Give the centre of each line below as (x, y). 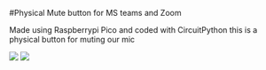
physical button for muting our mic (72, 39)
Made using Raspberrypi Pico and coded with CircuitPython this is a (133, 30)
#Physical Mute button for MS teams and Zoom (95, 13)
